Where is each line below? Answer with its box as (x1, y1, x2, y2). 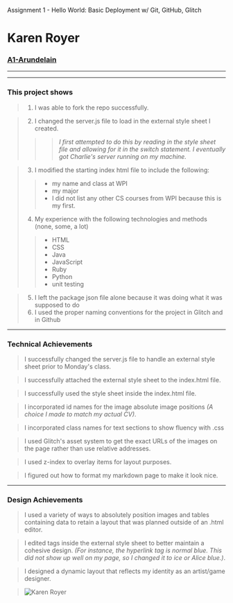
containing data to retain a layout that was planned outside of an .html (24, 518, 224, 527)
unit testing (51, 280, 85, 288)
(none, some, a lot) (34, 222, 89, 230)
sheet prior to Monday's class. (24, 362, 112, 371)
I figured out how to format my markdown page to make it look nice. (24, 471, 218, 479)
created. (34, 124, 59, 133)
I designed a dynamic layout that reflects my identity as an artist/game (24, 567, 225, 575)
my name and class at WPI (51, 179, 128, 187)
